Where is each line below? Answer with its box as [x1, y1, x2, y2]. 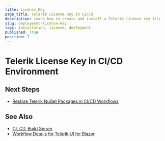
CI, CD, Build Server [12, 125, 53, 131]
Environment [5, 66, 59, 77]
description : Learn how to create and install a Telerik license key [5, 16, 151, 21]
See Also [5, 113, 33, 121]
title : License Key [5, 7, 45, 12]
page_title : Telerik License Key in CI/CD [5, 12, 93, 17]
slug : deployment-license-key [5, 21, 67, 26]
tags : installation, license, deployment [5, 25, 91, 30]
